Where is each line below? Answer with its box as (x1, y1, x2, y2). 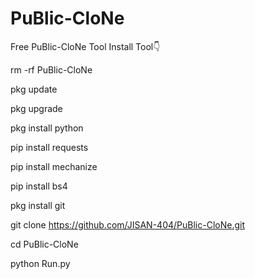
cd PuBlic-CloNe (10, 238, 79, 250)
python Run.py (10, 257, 71, 269)
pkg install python (10, 122, 84, 134)
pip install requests (10, 141, 89, 153)
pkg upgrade (10, 102, 63, 114)
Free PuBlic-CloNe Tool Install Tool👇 (10, 40, 161, 52)
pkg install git (10, 199, 66, 211)
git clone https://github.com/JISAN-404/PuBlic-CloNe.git (10, 218, 245, 231)
